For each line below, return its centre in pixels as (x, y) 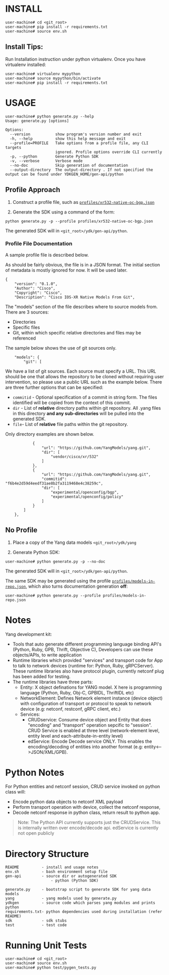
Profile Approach (33, 190)
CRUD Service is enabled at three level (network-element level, (94, 730)
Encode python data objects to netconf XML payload (68, 802)
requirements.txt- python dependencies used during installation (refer (84, 912)
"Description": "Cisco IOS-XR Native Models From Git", (75, 297)
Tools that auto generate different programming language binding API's (87, 644)
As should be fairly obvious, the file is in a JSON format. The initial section (83, 264)
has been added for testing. (42, 676)
